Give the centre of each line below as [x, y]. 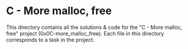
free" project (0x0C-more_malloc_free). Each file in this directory [85, 33]
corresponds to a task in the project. [50, 40]
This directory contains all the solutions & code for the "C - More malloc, [94, 27]
